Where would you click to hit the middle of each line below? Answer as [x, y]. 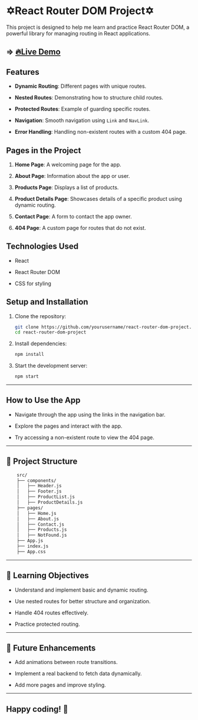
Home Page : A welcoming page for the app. [68, 164]
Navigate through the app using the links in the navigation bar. [90, 414]
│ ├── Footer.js [39, 491]
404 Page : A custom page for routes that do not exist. [80, 227]
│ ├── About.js [38, 519]
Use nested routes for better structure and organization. [82, 601]
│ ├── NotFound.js [42, 535]
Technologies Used [42, 247]
